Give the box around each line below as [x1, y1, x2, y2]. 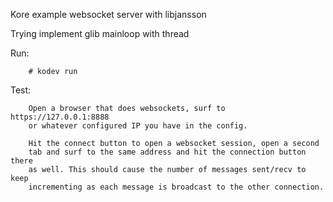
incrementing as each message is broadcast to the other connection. [28, 182, 325, 192]
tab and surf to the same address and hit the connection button [28, 147, 307, 157]
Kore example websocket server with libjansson [10, 9, 207, 20]
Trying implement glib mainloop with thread [10, 28, 190, 39]
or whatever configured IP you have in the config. [28, 121, 248, 131]
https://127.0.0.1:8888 [10, 112, 110, 122]
